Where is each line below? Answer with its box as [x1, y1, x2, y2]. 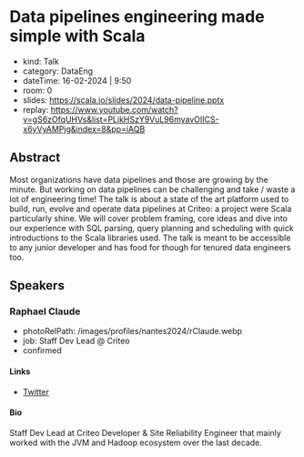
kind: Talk [22, 56, 59, 66]
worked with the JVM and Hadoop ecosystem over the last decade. [9, 437, 262, 448]
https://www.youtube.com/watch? [50, 104, 179, 115]
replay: [22, 104, 49, 115]
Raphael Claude [9, 305, 81, 318]
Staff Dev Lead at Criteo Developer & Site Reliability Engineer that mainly [9, 427, 282, 438]
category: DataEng [22, 66, 94, 76]
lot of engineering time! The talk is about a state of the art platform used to [9, 193, 289, 204]
